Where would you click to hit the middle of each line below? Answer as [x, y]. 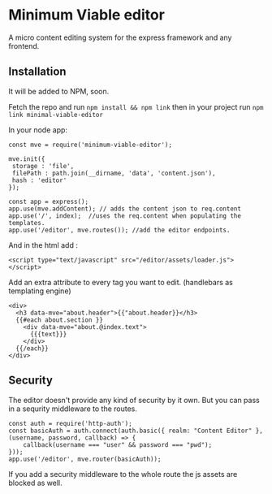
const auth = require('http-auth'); [70, 423]
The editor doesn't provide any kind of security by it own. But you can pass [134, 400]
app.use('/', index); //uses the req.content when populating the [125, 216]
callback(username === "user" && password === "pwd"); [118, 444]
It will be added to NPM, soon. [59, 91]
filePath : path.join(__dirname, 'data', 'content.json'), [114, 173]
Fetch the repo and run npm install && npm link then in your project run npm [136, 106]
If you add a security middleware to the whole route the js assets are [123, 474]
